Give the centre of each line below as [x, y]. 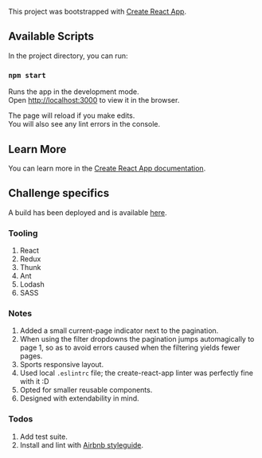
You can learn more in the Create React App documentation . [107, 168]
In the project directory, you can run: [68, 56]
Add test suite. [43, 436]
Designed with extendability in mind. [79, 398]
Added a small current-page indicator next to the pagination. [119, 331]
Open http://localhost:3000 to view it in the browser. [94, 100]
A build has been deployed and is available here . [88, 212]
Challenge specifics [59, 193]
